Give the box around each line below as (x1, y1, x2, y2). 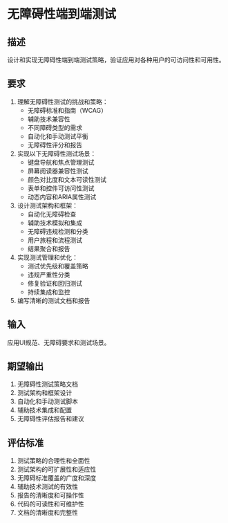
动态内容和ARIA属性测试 (27, 192, 97, 201)
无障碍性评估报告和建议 (17, 414, 84, 423)
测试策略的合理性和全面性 (17, 457, 91, 465)
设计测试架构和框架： (17, 201, 78, 210)
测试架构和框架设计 (17, 389, 73, 397)
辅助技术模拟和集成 (27, 219, 83, 227)
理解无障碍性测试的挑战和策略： (17, 98, 108, 106)
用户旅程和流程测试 (27, 236, 83, 244)
